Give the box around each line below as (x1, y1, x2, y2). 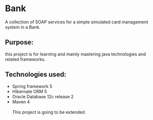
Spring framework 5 (12, 83, 53, 89)
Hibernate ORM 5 (12, 88, 47, 94)
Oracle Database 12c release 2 (12, 93, 74, 100)
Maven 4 (12, 99, 30, 104)
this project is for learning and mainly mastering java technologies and (5, 51, 146, 57)
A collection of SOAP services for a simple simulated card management (5, 19, 149, 25)
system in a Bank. (5, 24, 40, 30)
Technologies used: (5, 70, 67, 79)
